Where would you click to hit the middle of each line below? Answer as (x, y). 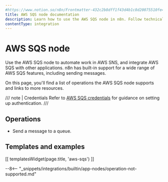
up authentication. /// (27, 103)
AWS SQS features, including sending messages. (56, 73)
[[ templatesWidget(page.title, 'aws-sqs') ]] (50, 159)
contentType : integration (32, 24)
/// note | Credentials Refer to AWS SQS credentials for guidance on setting (82, 98)
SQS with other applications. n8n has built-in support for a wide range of (80, 68)
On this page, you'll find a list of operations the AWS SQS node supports (79, 83)
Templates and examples (45, 147)
